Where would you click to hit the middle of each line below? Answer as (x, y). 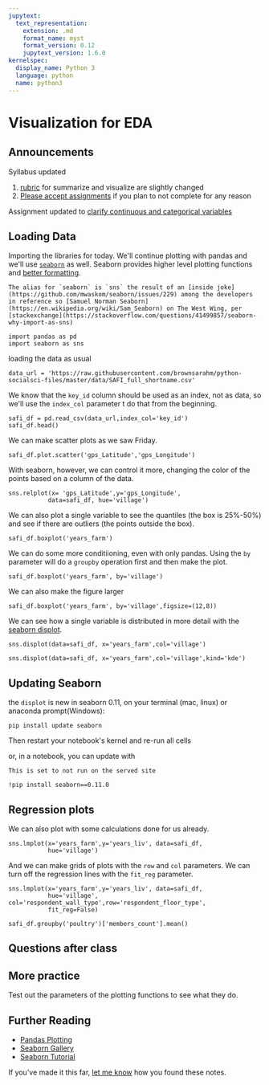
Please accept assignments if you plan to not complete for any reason (135, 196)
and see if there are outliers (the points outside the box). (102, 524)
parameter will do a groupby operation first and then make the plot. (118, 562)
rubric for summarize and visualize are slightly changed (112, 187)
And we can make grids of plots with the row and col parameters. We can (129, 865)
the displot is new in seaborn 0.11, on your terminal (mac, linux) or (118, 703)
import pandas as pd (43, 337)
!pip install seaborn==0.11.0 (59, 785)
